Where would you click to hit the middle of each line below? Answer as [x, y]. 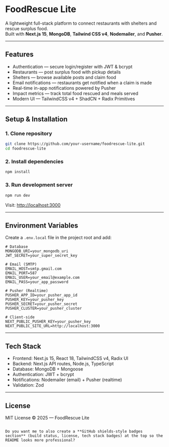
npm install [18, 172]
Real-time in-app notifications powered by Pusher [64, 88]
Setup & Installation [36, 119]
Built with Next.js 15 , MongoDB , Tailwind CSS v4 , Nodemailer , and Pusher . [84, 34]
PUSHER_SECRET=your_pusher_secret [41, 304]
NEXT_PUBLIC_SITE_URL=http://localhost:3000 [53, 326]
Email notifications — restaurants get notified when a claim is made [82, 83]
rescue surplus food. [27, 28]
